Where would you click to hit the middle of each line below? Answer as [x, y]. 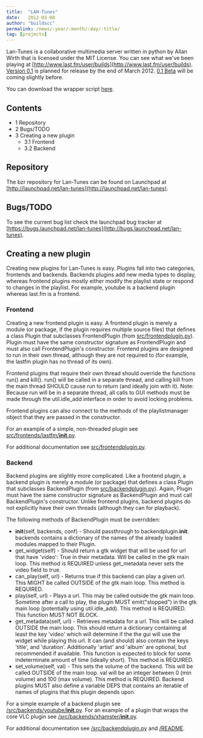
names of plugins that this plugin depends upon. [75, 692]
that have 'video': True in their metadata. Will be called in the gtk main [102, 557]
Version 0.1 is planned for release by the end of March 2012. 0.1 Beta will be [100, 71]
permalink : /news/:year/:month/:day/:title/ [63, 29]
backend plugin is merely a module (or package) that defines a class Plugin [100, 482]
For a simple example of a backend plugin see [63, 704]
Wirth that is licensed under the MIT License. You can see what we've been [100, 58]
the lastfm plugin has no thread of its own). [60, 361]
